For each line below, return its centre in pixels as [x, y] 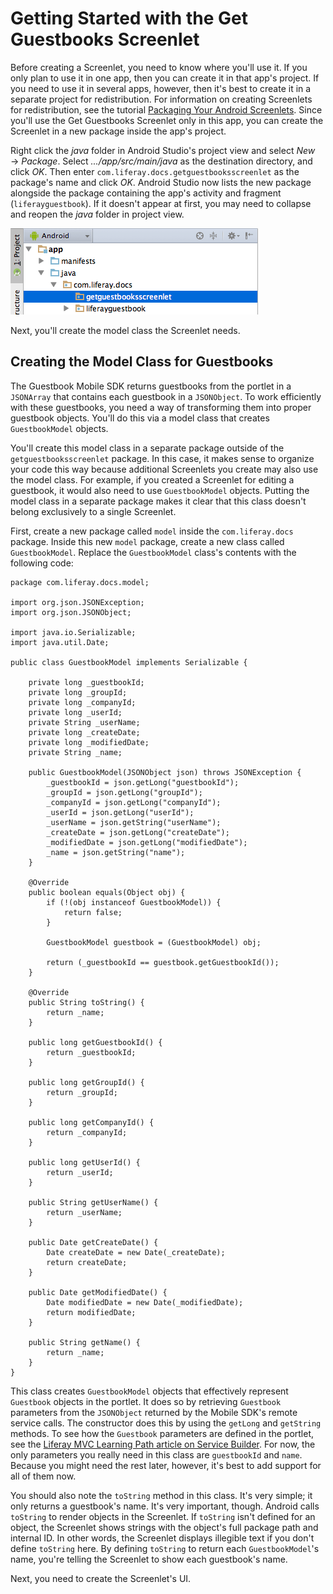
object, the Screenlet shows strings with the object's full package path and [164, 1527]
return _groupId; [82, 1092]
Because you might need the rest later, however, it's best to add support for [166, 1465]
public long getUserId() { [84, 1162]
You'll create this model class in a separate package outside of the [147, 448]
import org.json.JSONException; [77, 602]
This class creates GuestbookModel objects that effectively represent [149, 1391]
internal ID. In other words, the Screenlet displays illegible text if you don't [162, 1538]
